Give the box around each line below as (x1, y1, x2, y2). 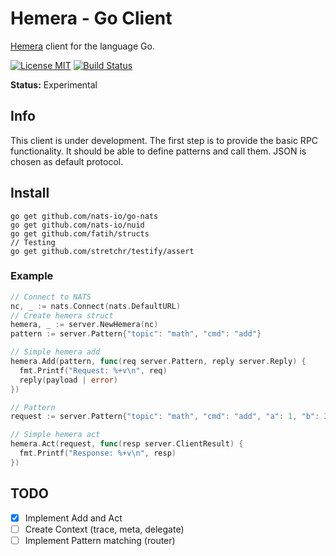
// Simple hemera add (10, 347, 101, 357)
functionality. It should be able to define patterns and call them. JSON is (10, 145, 307, 157)
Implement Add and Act (24, 512, 123, 524)
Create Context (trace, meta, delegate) (24, 523, 185, 535)
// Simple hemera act (10, 430, 101, 440)
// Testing (10, 237, 56, 247)
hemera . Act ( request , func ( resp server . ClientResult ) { (10, 439, 244, 449)
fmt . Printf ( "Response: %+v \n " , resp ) (19, 448, 177, 459)
